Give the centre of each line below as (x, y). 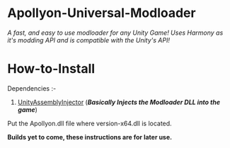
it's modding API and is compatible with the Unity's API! (88, 40)
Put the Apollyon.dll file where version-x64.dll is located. (90, 123)
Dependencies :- (32, 88)
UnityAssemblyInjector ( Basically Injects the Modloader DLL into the (119, 102)
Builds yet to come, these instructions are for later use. (90, 137)
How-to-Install (51, 69)
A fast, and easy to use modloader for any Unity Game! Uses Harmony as (115, 33)
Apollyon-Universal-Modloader (102, 13)
